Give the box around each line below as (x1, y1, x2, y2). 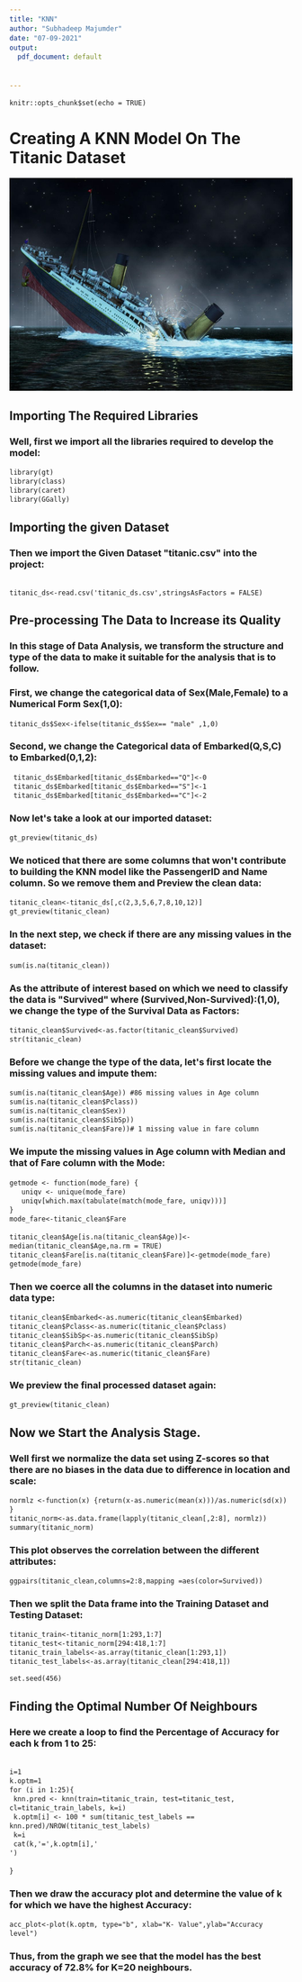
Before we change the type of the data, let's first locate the (9, 1055, 272, 1068)
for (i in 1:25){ (9, 1786, 75, 1795)
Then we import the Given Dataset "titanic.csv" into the (9, 546, 258, 559)
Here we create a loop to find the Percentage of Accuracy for (9, 1725, 280, 1738)
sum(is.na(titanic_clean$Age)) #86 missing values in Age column (9, 1088, 259, 1098)
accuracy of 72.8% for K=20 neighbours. (9, 1961, 193, 1974)
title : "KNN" (9, 14, 58, 23)
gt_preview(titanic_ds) (9, 833, 99, 842)
